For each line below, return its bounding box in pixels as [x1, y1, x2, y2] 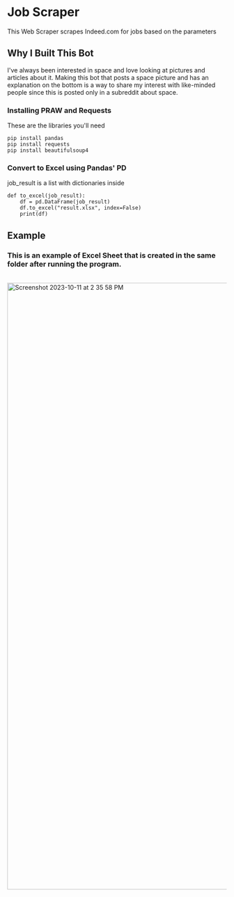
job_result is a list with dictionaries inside [7, 179, 125, 187]
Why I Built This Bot [7, 47, 94, 59]
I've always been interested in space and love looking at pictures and [7, 65, 205, 74]
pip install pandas [7, 135, 64, 142]
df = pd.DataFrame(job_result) [19, 198, 111, 205]
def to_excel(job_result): [7, 192, 86, 199]
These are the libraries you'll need [7, 121, 106, 130]
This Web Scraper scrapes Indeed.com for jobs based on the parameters [7, 27, 217, 36]
